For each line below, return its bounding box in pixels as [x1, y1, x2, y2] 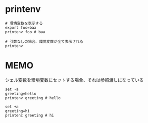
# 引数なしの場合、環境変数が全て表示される [5, 39, 84, 44]
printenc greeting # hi [5, 113, 54, 118]
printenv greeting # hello [5, 95, 61, 100]
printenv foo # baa [5, 29, 46, 34]
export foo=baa [5, 25, 37, 30]
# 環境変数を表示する [5, 21, 43, 26]
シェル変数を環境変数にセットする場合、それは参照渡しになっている [5, 77, 144, 83]
